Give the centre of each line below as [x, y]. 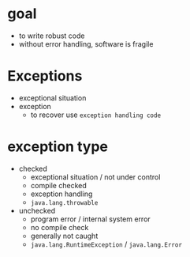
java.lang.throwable [64, 202]
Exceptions [45, 76]
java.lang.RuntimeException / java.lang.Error [106, 244]
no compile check [60, 227]
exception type [58, 147]
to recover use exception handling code [96, 115]
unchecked [37, 210]
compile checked [59, 185]
